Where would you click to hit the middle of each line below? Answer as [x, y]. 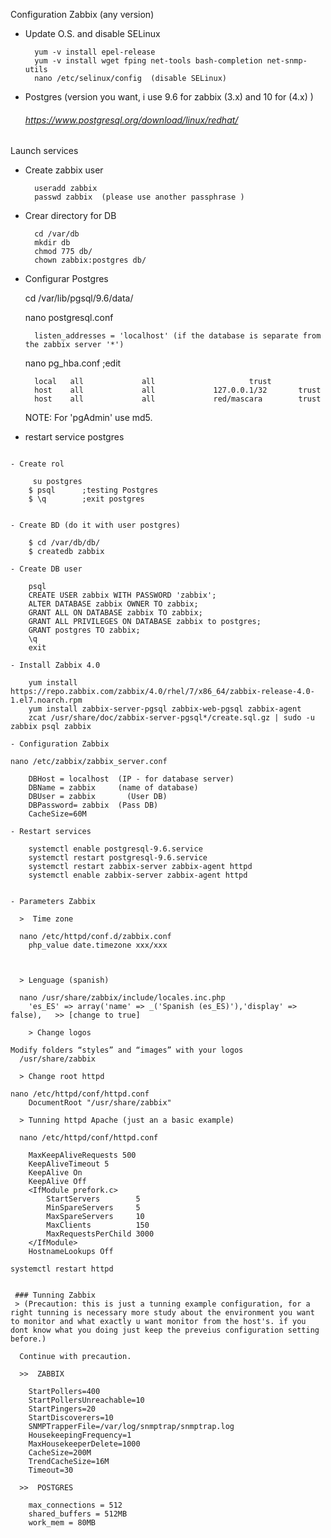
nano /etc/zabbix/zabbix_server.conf [89, 762]
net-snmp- [287, 61]
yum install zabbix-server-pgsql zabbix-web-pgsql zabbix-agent [165, 709]
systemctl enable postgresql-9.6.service [115, 849]
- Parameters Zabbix [53, 902]
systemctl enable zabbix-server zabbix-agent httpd [138, 875]
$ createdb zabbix [66, 552]
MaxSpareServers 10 [95, 1217]
